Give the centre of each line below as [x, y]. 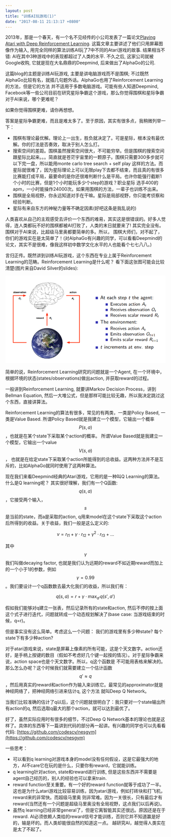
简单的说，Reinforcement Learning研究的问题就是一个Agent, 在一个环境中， [85, 372]
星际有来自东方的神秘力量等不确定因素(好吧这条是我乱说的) [75, 208]
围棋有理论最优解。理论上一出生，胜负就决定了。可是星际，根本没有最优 [88, 138]
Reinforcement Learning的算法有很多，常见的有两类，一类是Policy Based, [83, 413]
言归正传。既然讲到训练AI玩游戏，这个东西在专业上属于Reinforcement [78, 256]
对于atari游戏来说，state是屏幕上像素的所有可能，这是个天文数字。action [82, 649]
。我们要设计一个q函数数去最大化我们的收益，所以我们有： [67, 586]
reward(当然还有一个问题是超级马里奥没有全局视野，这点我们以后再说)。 [88, 804]
